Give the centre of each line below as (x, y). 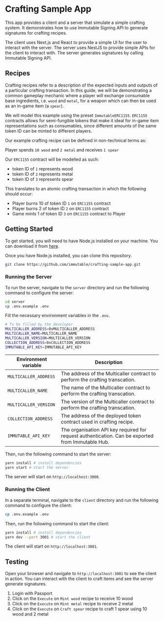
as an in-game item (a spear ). (35, 106)
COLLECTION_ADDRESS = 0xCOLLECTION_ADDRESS (48, 343)
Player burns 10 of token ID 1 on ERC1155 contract (61, 203)
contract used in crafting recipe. (97, 422)
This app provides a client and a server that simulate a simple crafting (75, 22)
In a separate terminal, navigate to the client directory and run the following (82, 500)
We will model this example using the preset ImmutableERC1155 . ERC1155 (76, 115)
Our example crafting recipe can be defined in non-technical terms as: (76, 140)
